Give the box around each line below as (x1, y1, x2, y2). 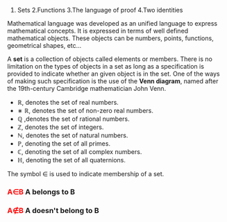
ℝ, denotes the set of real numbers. (17, 99, 119, 106)
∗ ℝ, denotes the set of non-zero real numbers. (17, 107, 154, 114)
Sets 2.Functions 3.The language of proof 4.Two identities (17, 6, 183, 14)
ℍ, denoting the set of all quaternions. (17, 156, 126, 164)
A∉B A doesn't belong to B (7, 205, 99, 215)
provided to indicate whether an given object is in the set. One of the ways (7, 69, 220, 78)
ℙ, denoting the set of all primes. (17, 139, 111, 148)
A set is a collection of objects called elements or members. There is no (7, 55, 213, 63)
